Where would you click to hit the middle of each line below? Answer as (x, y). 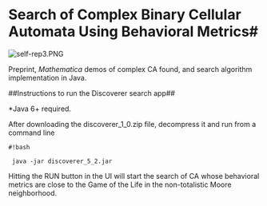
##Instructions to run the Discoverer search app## (92, 93)
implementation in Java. (48, 77)
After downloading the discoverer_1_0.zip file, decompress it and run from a (132, 124)
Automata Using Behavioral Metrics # (133, 32)
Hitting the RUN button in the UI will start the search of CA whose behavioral (134, 176)
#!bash (19, 147)
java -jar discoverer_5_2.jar (62, 161)
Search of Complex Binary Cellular (125, 15)
